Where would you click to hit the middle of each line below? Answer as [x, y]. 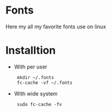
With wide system [36, 93]
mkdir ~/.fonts [35, 77]
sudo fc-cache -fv [39, 104]
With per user [31, 67]
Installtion [31, 50]
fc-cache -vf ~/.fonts [45, 83]
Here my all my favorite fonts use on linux [56, 27]
